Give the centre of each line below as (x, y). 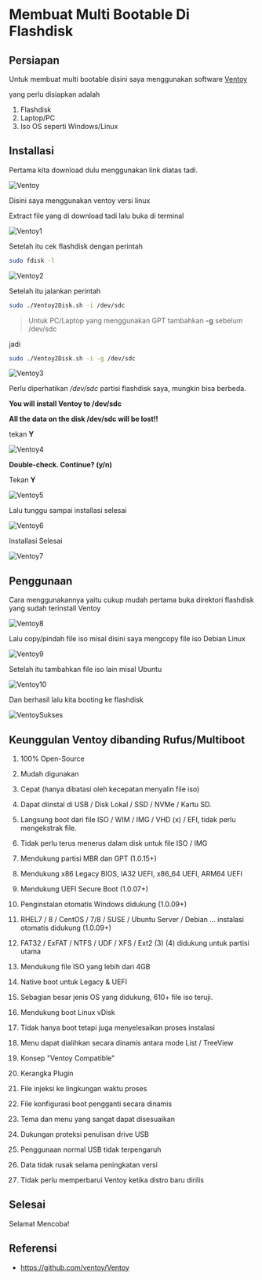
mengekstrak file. (48, 828)
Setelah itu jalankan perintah (55, 291)
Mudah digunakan (49, 774)
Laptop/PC (38, 118)
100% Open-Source (52, 759)
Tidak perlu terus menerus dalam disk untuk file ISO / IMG (114, 843)
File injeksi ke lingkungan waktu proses (84, 1089)
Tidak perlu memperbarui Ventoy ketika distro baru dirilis (112, 1180)
